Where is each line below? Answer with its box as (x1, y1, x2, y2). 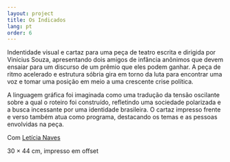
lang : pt (7, 23, 32, 30)
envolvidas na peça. (7, 120, 64, 128)
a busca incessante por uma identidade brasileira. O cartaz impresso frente (7, 105, 221, 114)
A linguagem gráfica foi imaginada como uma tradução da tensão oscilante (7, 91, 220, 99)
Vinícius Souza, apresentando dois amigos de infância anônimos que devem (7, 56, 224, 64)
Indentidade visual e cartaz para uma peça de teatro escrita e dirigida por (7, 48, 216, 57)
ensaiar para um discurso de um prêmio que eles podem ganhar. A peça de (7, 63, 221, 71)
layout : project (7, 10, 54, 17)
